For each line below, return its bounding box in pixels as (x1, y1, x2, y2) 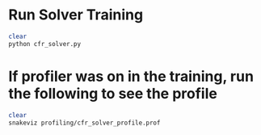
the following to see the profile (8, 84, 218, 103)
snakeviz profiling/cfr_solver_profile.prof (8, 119, 161, 127)
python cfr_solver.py (8, 40, 82, 48)
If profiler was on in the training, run (8, 67, 255, 86)
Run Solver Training (8, 6, 144, 24)
